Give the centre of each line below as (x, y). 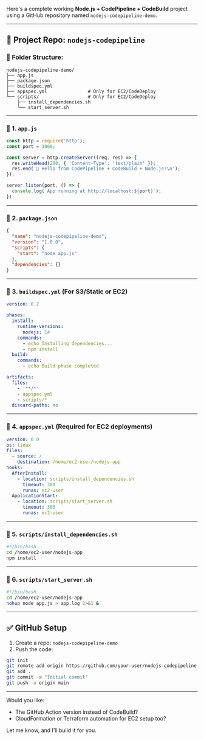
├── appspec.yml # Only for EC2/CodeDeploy (81, 91)
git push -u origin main (38, 683)
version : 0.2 (23, 304)
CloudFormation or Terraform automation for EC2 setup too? (90, 718)
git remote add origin (35, 666)
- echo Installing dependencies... (67, 343)
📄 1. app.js (22, 128)
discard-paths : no (35, 405)
